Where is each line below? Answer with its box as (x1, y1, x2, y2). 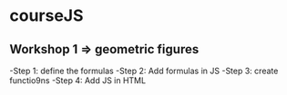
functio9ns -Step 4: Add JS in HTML (9, 75, 147, 86)
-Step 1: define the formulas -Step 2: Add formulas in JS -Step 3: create (9, 65, 279, 76)
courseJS (9, 5, 84, 26)
